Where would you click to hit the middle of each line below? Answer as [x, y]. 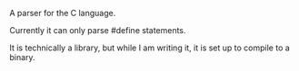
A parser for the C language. [63, 13]
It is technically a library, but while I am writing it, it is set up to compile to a [150, 48]
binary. [22, 57]
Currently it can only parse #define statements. [98, 30]
